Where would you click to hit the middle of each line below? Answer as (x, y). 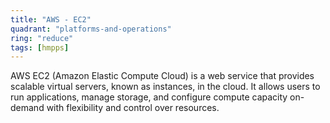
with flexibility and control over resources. (133, 108)
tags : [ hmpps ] (40, 47)
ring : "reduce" (42, 38)
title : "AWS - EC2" (51, 19)
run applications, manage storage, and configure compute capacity (149, 97)
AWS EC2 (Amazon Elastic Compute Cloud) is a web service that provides (162, 76)
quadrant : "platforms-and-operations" (91, 29)
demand (27, 108)
